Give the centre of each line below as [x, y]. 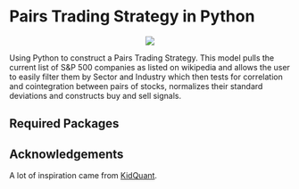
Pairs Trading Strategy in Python [132, 16]
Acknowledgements [66, 154]
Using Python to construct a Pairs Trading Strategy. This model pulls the [142, 58]
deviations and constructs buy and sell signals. [96, 95]
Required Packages [64, 123]
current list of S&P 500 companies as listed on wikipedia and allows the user [149, 67]
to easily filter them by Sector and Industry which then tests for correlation [146, 77]
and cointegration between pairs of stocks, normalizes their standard [136, 86]
